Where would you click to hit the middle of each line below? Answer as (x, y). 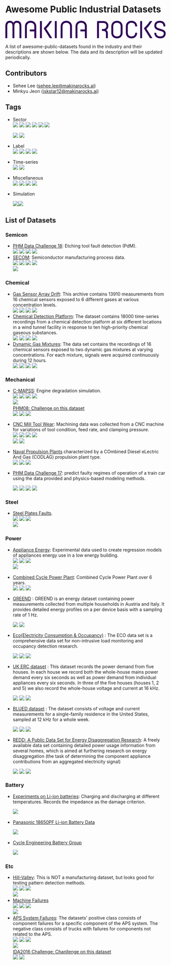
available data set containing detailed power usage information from (84, 745)
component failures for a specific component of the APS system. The (85, 923)
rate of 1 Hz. (25, 615)
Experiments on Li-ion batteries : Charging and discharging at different (86, 796)
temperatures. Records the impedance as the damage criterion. (79, 802)
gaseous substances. (35, 332)
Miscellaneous (28, 178)
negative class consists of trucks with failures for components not (82, 929)
